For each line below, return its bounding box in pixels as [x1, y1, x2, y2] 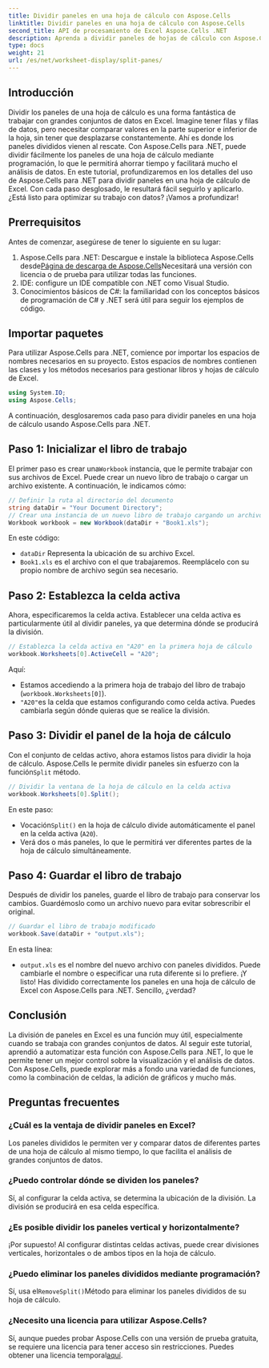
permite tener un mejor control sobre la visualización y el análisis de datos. [8, 1055, 255, 1065]
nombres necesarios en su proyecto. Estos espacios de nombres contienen [8, 356, 258, 366]
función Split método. [8, 766, 81, 777]
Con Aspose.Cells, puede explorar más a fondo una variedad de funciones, [8, 1064, 256, 1073]
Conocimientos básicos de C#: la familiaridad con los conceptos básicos [19, 286, 260, 296]
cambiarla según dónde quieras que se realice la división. [19, 706, 211, 715]
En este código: [8, 533, 60, 543]
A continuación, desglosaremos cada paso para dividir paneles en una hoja [8, 411, 256, 420]
